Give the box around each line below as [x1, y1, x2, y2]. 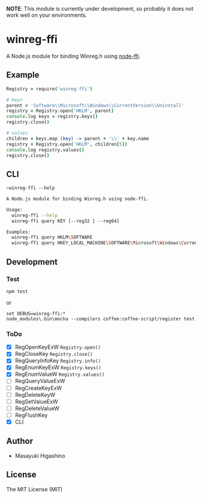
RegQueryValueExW [14, 378, 66, 385]
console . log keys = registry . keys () [6, 114, 98, 120]
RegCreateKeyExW [14, 384, 62, 391]
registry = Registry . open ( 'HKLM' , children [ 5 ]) [6, 141, 128, 147]
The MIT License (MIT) [6, 485, 63, 493]
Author [6, 436, 33, 446]
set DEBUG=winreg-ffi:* [6, 310, 66, 317]
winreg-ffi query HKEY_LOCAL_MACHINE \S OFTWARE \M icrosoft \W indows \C [11, 240, 185, 246]
